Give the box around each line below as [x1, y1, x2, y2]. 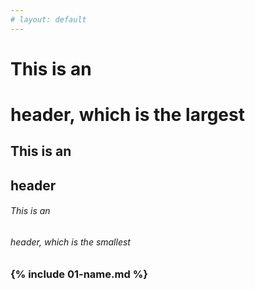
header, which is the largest [10, 104, 245, 126]
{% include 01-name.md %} [10, 267, 148, 281]
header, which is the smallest [10, 236, 131, 248]
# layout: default [10, 14, 87, 25]
